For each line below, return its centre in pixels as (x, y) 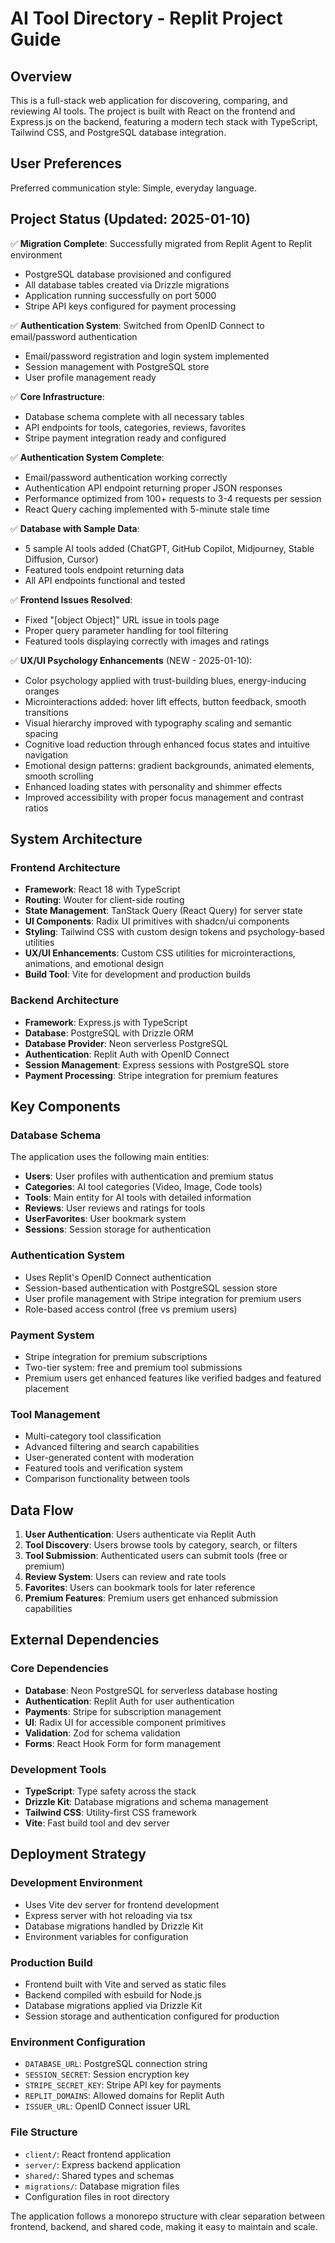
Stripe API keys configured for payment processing (130, 306)
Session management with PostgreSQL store (117, 366)
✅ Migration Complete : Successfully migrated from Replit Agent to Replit (161, 243)
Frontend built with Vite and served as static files (125, 1984)
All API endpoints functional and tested (105, 580)
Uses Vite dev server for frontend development (122, 1904)
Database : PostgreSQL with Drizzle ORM (109, 1033)
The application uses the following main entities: (110, 1157)
